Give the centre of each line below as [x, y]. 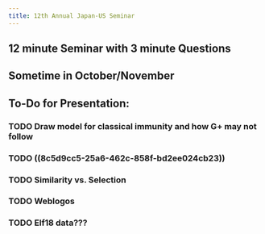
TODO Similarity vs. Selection [67, 180]
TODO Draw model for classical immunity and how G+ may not [132, 126]
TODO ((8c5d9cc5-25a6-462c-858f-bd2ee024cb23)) [117, 158]
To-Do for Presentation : [69, 103]
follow [21, 136]
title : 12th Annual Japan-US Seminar [72, 16]
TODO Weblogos [41, 201]
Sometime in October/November [91, 76]
